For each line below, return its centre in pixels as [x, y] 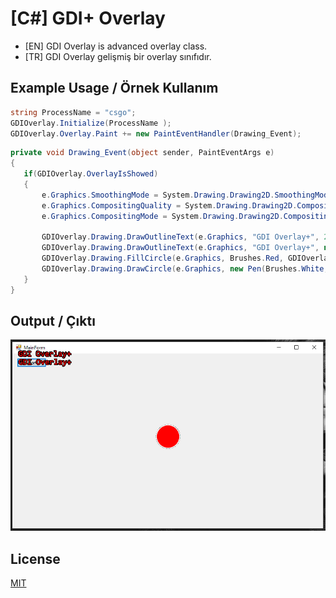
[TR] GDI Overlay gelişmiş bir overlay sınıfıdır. [118, 56]
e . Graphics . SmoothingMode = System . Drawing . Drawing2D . [158, 195]
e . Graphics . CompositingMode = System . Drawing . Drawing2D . [162, 216]
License [35, 558]
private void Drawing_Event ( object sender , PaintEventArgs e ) [142, 153]
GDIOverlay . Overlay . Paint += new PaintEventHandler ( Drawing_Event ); [156, 133]
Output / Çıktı [53, 321]
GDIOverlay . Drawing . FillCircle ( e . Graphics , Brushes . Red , [162, 258]
